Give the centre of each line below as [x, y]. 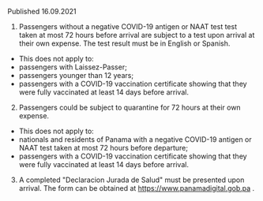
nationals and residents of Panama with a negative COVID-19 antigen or [135, 140]
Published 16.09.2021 [42, 11]
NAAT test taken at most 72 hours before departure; [103, 148]
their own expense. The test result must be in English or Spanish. [124, 43]
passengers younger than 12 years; [76, 75]
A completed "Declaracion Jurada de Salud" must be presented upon [131, 180]
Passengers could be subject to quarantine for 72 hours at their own [130, 107]
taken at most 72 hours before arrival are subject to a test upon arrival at [137, 35]
